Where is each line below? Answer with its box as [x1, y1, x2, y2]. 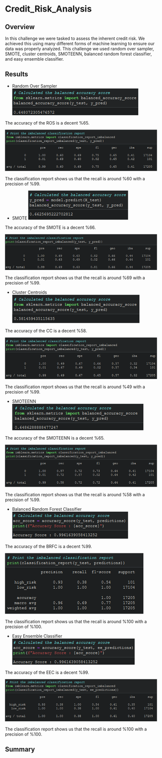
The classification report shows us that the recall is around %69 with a [5, 275, 146, 281]
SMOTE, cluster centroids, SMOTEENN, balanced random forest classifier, [5, 51, 152, 57]
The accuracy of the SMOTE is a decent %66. [5, 224, 96, 230]
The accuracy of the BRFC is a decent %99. [5, 544, 93, 550]
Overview [5, 23, 35, 31]
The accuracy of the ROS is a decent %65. [5, 120, 90, 126]
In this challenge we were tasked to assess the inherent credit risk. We [5, 35, 145, 41]
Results [5, 70, 28, 79]
